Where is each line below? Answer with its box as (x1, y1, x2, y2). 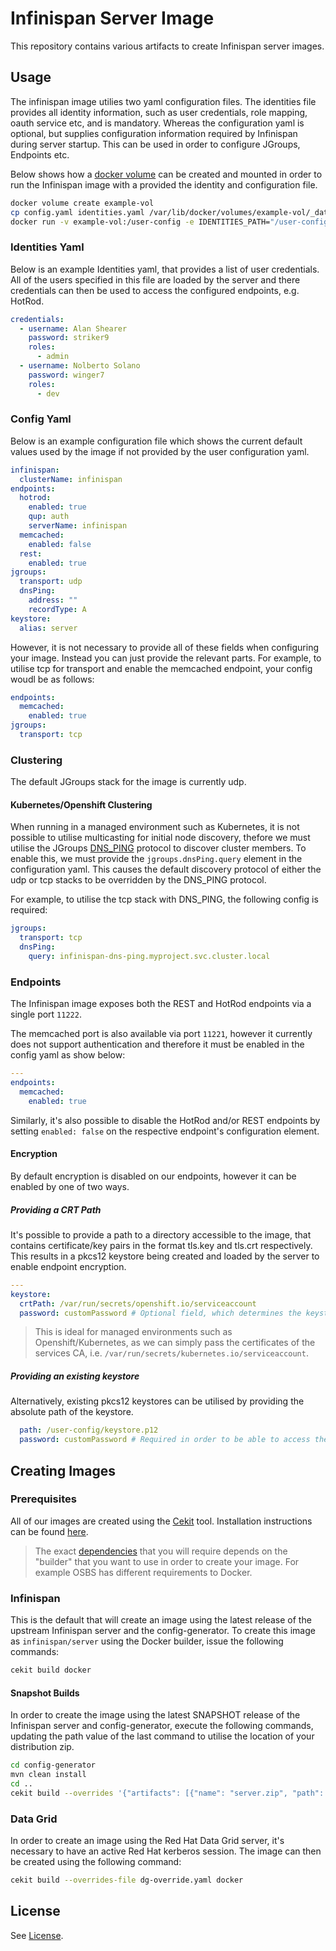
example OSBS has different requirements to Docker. (34, 1566, 253, 1578)
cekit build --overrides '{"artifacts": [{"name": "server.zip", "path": (10, 1788, 325, 1798)
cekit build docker (10, 1665, 92, 1676)
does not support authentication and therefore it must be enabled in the (10, 1038, 305, 1051)
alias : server (19, 623, 78, 633)
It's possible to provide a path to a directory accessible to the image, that (10, 1228, 312, 1241)
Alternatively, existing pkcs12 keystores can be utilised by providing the (10, 1395, 305, 1407)
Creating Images (10, 1462, 116, 1479)
